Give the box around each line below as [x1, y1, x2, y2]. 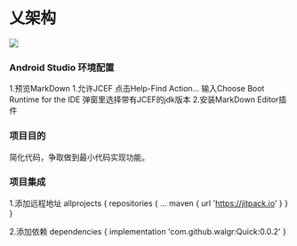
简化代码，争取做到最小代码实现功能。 [9, 152, 149, 163]
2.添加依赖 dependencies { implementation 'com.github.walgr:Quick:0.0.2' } [9, 226, 286, 236]
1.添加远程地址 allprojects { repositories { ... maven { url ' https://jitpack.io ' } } [9, 197, 289, 209]
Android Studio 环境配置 [9, 61, 115, 74]
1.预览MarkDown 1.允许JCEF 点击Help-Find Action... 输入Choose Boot [9, 83, 265, 94]
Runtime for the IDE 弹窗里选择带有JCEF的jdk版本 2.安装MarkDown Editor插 [9, 94, 287, 105]
